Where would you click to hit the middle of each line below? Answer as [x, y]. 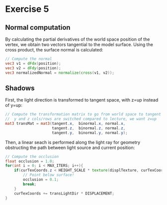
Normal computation [38, 27]
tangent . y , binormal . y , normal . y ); [90, 133]
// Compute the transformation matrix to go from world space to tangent [83, 114]
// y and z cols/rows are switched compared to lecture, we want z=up [81, 119]
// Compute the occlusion [32, 156]
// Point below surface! [49, 175]
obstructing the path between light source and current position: [70, 148]
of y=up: [14, 105]
